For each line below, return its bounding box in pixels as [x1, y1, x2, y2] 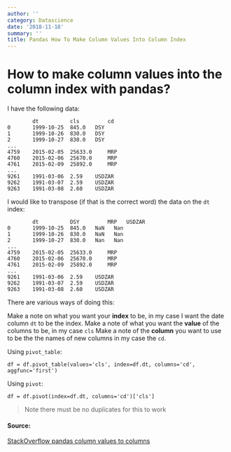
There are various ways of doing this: [7, 298, 115, 306]
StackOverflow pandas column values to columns [7, 437, 150, 445]
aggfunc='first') [7, 367, 58, 374]
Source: [7, 421, 31, 430]
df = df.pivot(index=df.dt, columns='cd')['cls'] [7, 393, 155, 400]
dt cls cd [32, 118, 114, 125]
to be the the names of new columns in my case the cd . [7, 334, 167, 343]
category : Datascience [7, 17, 73, 24]
